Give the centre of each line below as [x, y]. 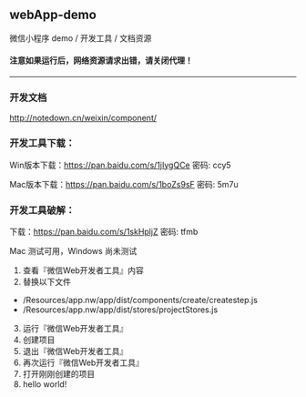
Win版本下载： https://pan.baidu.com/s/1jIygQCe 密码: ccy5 [120, 165]
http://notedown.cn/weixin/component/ [83, 118]
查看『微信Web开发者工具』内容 [83, 270]
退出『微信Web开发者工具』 [75, 351]
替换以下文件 [46, 281]
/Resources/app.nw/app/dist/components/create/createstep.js [140, 300]
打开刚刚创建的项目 [59, 373]
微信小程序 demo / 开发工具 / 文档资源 [81, 38]
